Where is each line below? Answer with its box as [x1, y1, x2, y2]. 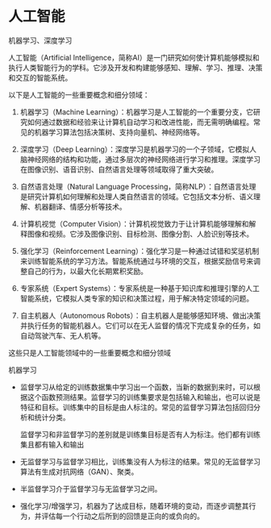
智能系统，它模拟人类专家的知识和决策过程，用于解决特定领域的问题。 [19, 293, 254, 303]
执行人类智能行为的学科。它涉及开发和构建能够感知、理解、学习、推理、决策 [8, 62, 263, 73]
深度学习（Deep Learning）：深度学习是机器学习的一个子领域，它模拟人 [19, 144, 256, 154]
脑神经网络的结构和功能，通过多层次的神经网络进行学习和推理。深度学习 [19, 154, 261, 164]
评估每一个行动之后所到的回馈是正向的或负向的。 [41, 511, 204, 521]
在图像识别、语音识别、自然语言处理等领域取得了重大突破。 [19, 164, 219, 174]
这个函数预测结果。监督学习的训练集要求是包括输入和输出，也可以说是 [27, 392, 261, 401]
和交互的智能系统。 [8, 73, 73, 82]
